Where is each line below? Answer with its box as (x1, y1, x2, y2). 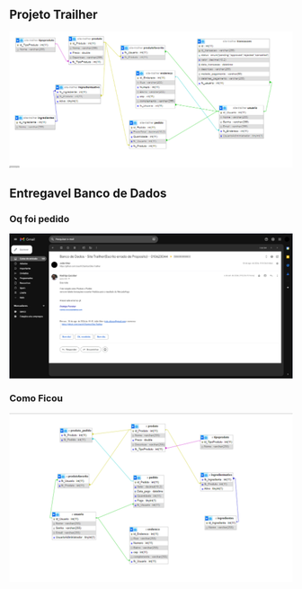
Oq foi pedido (9, 212, 70, 225)
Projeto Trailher (9, 7, 98, 22)
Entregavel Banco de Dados (9, 185, 167, 201)
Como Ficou (9, 392, 63, 405)
